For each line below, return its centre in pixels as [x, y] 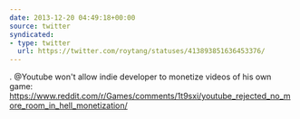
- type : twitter [40, 43]
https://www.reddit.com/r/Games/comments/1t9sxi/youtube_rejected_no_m [150, 96]
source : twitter [40, 26]
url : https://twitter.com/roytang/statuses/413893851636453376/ [141, 51]
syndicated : [32, 34]
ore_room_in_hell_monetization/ [69, 105]
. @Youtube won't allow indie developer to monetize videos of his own [140, 77]
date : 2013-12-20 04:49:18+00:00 [73, 18]
